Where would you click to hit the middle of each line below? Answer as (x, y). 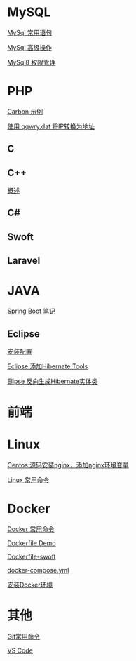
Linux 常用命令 (28, 480)
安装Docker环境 (30, 585)
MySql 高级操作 (30, 47)
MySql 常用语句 (30, 32)
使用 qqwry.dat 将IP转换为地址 (51, 126)
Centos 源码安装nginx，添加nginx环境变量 (68, 465)
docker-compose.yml (38, 570)
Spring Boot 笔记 (32, 311)
